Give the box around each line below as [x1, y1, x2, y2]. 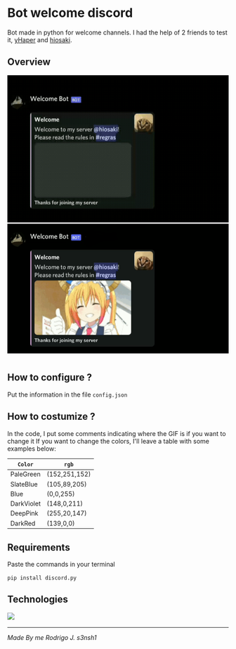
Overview [7, 56, 51, 68]
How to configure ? [7, 371, 93, 384]
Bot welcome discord [7, 5, 133, 21]
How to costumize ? [7, 411, 96, 423]
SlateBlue [10, 480, 38, 488]
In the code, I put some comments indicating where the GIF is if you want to [7, 429, 226, 437]
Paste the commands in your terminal [7, 560, 115, 568]
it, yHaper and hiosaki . [7, 35, 72, 44]
